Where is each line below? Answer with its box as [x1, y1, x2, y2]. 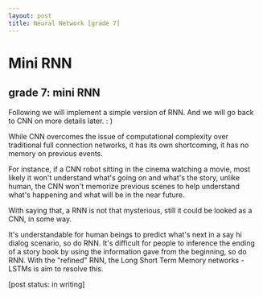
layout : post [8, 11, 52, 20]
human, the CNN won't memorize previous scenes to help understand [8, 181, 240, 191]
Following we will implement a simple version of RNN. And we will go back [8, 107, 254, 117]
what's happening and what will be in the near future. [8, 190, 185, 200]
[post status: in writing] [8, 279, 85, 289]
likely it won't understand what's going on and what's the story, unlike [8, 172, 240, 182]
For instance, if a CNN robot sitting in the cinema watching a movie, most [8, 164, 251, 174]
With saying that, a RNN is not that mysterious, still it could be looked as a [8, 205, 253, 215]
